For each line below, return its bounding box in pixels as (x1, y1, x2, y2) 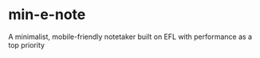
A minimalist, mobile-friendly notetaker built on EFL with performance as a (8, 32, 253, 41)
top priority (8, 40, 45, 49)
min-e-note (8, 6, 86, 24)
